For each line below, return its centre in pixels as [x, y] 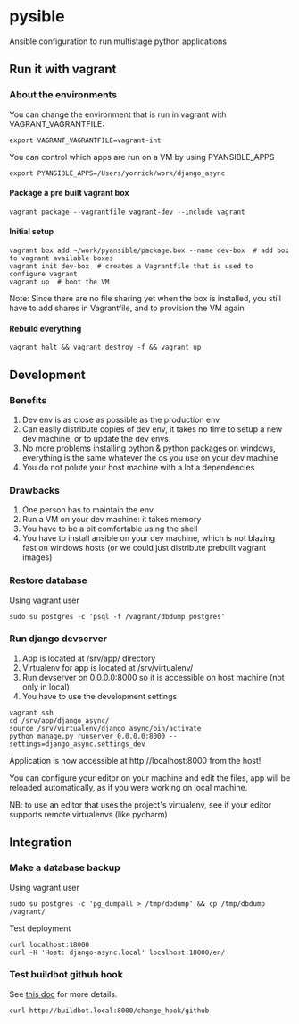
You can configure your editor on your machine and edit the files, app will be [150, 778]
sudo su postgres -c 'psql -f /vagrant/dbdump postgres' [117, 616]
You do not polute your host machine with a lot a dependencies [138, 467]
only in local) [46, 687]
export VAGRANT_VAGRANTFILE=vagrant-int [86, 140]
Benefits [28, 400]
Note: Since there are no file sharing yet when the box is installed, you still [145, 299]
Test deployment [40, 928]
